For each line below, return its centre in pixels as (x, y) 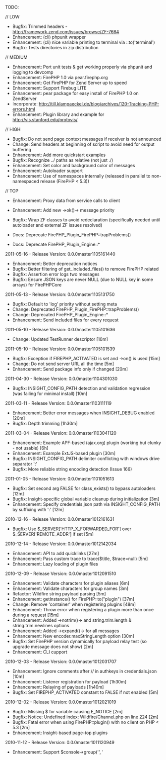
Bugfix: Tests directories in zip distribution (55, 47)
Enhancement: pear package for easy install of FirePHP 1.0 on (75, 93)
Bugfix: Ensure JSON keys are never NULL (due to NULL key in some (83, 280)
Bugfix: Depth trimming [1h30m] (45, 423)
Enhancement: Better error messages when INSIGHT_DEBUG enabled (83, 413)
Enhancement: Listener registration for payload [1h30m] (69, 682)
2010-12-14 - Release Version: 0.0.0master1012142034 (61, 544)
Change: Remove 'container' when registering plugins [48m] (74, 604)
